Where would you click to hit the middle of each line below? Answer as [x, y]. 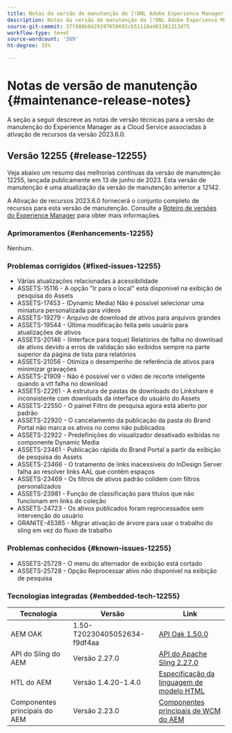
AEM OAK [27, 634]
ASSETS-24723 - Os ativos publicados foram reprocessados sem [110, 509]
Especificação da [187, 674]
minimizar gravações [47, 369]
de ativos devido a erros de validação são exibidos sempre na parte [114, 347]
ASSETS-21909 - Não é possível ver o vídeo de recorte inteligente [111, 376]
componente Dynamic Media [58, 442]
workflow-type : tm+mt [38, 33]
